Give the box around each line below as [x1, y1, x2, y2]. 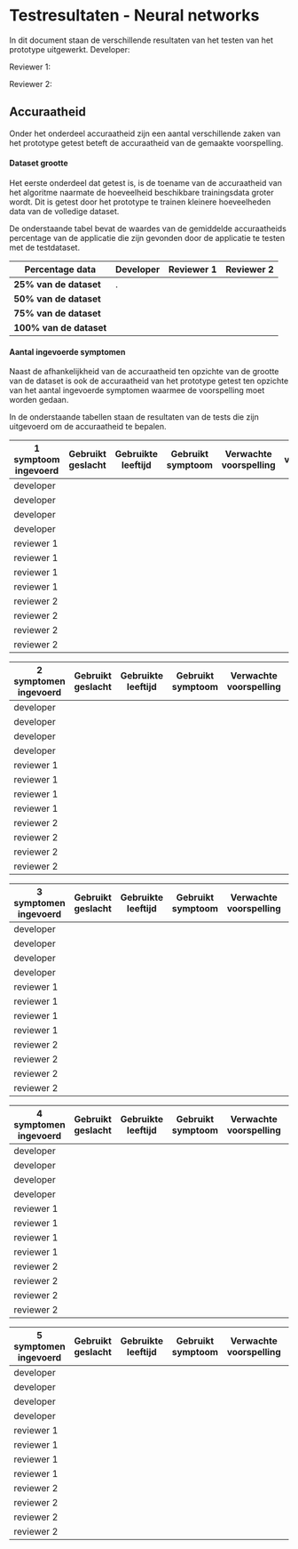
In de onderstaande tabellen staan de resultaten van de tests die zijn [9, 412, 259, 422]
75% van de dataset [13, 307, 102, 319]
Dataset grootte [9, 157, 68, 169]
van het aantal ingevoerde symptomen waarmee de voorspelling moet [9, 385, 265, 396]
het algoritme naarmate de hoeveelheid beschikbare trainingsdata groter [9, 187, 274, 197]
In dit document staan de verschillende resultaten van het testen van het [9, 35, 273, 45]
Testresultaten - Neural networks [9, 5, 260, 26]
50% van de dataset [13, 293, 102, 305]
